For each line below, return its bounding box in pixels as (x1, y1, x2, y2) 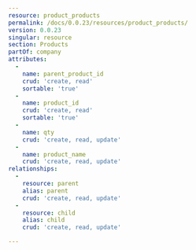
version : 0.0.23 (8, 26, 61, 34)
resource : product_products (8, 11, 101, 20)
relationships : (8, 165, 58, 173)
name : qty (22, 128, 55, 136)
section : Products (8, 41, 68, 49)
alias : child (22, 216, 65, 224)
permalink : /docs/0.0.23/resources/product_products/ (8, 19, 189, 27)
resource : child (22, 209, 76, 217)
